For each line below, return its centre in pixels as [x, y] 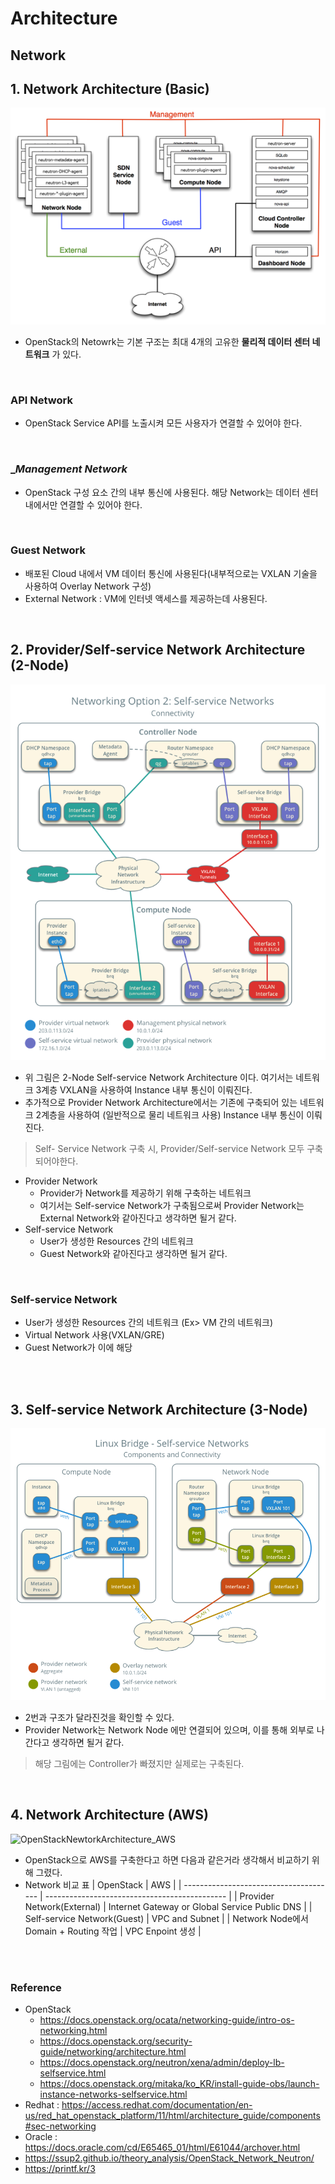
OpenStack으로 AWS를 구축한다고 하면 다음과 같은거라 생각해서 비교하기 [167, 1859]
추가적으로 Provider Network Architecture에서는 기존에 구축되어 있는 [161, 1102]
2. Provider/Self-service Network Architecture [158, 650]
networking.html [73, 2031]
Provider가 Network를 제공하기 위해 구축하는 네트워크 [145, 1193]
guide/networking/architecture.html [113, 2052]
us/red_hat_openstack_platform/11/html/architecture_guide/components [172, 2116]
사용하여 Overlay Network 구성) [88, 586]
